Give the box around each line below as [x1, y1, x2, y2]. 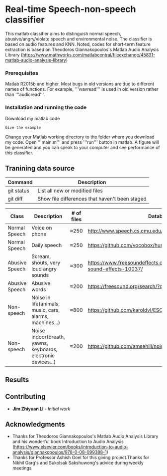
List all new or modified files [37, 187, 103, 194]
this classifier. [5, 150, 34, 156]
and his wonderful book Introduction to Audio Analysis [12, 439, 124, 445]
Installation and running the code [5, 104, 87, 111]
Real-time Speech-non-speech [5, 3, 136, 15]
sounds [31, 272, 49, 279]
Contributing [5, 393, 46, 401]
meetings [12, 465, 32, 471]
